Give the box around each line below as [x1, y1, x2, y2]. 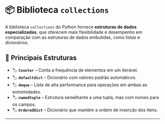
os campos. [12, 101, 36, 107]
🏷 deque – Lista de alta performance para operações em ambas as [12, 82, 147, 88]
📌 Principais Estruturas [5, 54, 77, 62]
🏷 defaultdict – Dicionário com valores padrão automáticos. [12, 74, 137, 80]
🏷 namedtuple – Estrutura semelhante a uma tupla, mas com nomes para [12, 94, 159, 100]
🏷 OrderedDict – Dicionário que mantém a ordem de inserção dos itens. [12, 107, 158, 113]
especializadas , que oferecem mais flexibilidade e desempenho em [5, 29, 142, 35]
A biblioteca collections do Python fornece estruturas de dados [5, 24, 137, 30]
